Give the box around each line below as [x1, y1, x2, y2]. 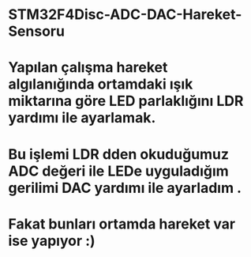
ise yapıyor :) [8, 232, 96, 250]
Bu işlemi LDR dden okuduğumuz [8, 145, 230, 163]
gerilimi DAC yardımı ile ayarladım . [8, 179, 242, 197]
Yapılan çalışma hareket [8, 59, 168, 77]
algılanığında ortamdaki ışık [8, 75, 193, 93]
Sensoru [8, 22, 66, 40]
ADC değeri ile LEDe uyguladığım [8, 162, 229, 180]
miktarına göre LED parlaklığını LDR [8, 93, 244, 110]
